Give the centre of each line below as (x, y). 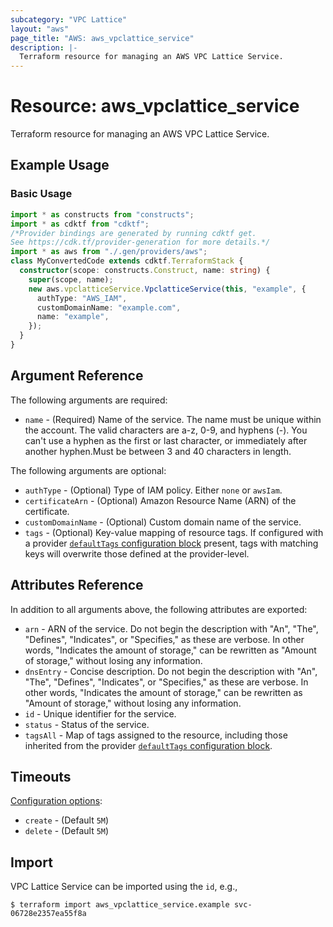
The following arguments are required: (89, 400)
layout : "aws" (40, 29)
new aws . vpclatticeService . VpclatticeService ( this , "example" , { (167, 289)
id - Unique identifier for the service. (100, 713)
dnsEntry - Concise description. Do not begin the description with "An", (171, 671)
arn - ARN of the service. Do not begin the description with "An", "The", (171, 628)
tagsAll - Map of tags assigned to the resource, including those (156, 735)
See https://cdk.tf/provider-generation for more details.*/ (140, 242)
